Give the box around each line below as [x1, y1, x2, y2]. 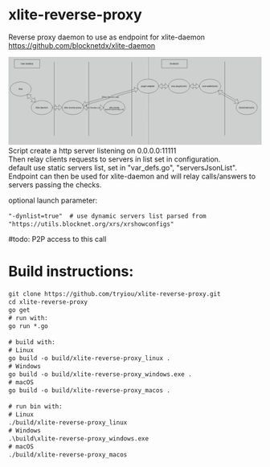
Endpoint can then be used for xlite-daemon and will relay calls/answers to [8, 171, 256, 182]
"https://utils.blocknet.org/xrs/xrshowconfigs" [8, 220, 174, 228]
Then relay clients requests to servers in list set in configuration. [8, 154, 221, 164]
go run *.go [8, 322, 48, 330]
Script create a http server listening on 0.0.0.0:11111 [8, 146, 177, 156]
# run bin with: [8, 403, 63, 411]
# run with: [8, 314, 48, 322]
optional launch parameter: [8, 195, 98, 206]
